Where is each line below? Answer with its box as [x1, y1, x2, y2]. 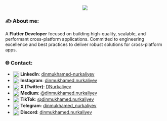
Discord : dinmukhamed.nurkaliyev [20, 109, 92, 115]
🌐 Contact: [5, 59, 33, 67]
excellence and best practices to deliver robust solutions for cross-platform [5, 41, 162, 47]
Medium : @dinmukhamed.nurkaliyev [20, 90, 98, 96]
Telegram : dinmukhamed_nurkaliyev [20, 103, 97, 109]
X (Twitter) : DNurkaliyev [20, 83, 72, 90]
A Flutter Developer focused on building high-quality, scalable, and [5, 31, 146, 37]
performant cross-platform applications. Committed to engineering [5, 36, 144, 42]
